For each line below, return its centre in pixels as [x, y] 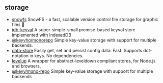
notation [20, 56]
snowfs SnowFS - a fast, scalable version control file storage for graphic [85, 19]
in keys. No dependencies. [57, 56]
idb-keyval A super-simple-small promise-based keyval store [73, 30]
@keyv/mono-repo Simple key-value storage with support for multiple [82, 71]
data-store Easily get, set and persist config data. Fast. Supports [77, 50]
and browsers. [26, 66]
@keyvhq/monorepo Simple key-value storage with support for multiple [84, 40]
